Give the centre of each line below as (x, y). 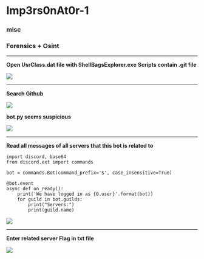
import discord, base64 (36, 157)
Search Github (25, 94)
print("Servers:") (51, 205)
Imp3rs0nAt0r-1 (48, 11)
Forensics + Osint (33, 46)
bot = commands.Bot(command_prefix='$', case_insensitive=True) (89, 173)
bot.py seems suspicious (39, 117)
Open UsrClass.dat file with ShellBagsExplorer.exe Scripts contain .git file (101, 65)
